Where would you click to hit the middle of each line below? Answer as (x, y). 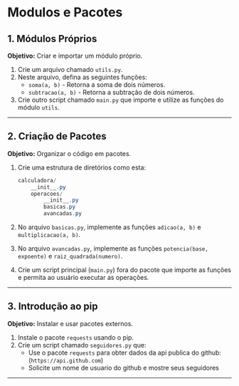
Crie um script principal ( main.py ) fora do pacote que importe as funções (124, 270)
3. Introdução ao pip (53, 307)
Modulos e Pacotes (65, 12)
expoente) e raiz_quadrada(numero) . (70, 256)
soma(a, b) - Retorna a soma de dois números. (97, 85)
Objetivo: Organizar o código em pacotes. (69, 153)
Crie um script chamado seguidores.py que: (82, 345)
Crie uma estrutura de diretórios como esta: (82, 167)
